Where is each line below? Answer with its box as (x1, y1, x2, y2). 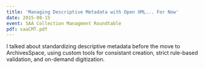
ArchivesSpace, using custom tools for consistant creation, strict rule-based (6, 49, 199, 57)
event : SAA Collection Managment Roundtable (6, 20, 122, 26)
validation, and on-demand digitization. (6, 56, 105, 63)
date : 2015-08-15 (6, 15, 51, 21)
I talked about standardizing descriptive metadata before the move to (6, 43, 180, 50)
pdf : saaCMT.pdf (6, 26, 48, 32)
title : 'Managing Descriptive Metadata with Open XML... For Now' (6, 9, 179, 15)
